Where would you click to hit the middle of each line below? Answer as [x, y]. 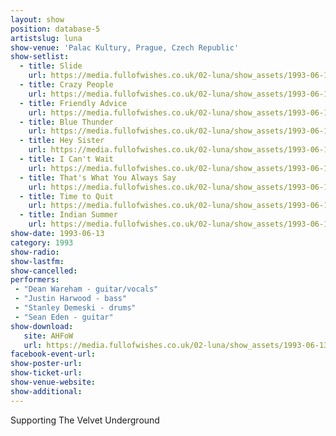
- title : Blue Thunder [66, 122]
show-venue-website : [53, 382]
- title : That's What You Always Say [98, 177]
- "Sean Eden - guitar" [64, 317]
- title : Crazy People [66, 85]
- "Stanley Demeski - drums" [75, 308]
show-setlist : [40, 57]
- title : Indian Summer [68, 215]
